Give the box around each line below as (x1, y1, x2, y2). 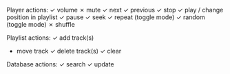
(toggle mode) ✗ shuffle (6, 21, 75, 28)
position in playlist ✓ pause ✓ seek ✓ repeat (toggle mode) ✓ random (6, 13, 206, 21)
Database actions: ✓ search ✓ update (6, 60, 114, 68)
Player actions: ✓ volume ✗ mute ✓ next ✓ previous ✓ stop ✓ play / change (6, 6, 224, 14)
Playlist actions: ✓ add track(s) (6, 34, 94, 42)
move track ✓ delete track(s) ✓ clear (16, 47, 122, 55)
